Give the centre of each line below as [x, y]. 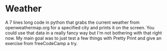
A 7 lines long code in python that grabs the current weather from [73, 22]
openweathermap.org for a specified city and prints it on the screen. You [80, 27]
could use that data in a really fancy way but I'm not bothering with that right [83, 33]
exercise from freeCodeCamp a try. [41, 43]
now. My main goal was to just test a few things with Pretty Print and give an [83, 38]
